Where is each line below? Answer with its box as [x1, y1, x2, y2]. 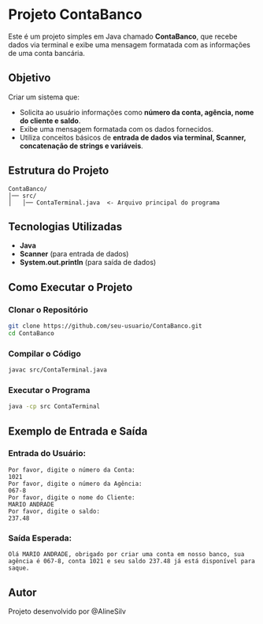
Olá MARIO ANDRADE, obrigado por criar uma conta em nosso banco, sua [8, 551, 245, 559]
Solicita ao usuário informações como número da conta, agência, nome [19, 107, 254, 117]
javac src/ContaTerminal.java [8, 366, 108, 374]
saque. [8, 564, 30, 573]
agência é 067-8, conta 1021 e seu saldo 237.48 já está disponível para [8, 558, 256, 566]
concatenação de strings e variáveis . [19, 140, 143, 151]
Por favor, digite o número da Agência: [8, 480, 143, 488]
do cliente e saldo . [19, 116, 81, 125]
